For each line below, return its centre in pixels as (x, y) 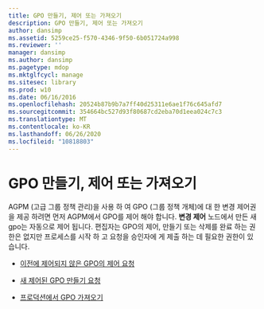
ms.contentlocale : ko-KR (49, 127)
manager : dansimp (37, 53)
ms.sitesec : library (43, 82)
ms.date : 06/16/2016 (43, 97)
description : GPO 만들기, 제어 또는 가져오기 (76, 23)
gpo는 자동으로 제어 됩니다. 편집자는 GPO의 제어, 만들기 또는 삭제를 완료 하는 (128, 227)
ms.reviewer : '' (35, 45)
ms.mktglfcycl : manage (46, 75)
